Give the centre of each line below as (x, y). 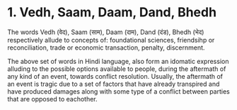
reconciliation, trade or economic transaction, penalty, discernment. (106, 48)
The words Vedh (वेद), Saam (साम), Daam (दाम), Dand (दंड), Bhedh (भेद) (106, 32)
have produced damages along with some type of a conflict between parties (118, 91)
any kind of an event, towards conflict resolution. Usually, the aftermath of (115, 76)
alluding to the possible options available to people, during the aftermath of (117, 69)
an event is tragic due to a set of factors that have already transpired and (114, 84)
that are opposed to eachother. (52, 99)
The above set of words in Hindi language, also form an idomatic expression (118, 61)
